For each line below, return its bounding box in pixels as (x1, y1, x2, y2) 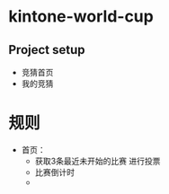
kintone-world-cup (8, 6, 154, 27)
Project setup (8, 42, 86, 57)
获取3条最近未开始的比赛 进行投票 (34, 155, 161, 166)
